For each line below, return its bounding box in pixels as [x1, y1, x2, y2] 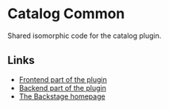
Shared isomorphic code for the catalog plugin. [7, 31, 162, 40]
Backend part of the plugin [18, 83, 106, 92]
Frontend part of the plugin [18, 74, 108, 84]
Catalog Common [7, 5, 125, 23]
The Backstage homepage [18, 92, 106, 101]
